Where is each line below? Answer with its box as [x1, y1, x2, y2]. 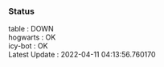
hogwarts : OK [8, 32, 56, 42]
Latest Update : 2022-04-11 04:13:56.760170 [8, 50, 156, 60]
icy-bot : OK [8, 41, 48, 51]
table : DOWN [8, 24, 54, 34]
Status [8, 6, 35, 17]
